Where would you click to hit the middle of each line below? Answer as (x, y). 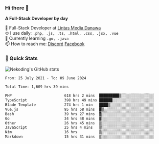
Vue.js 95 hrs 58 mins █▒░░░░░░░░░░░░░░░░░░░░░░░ (79, 109)
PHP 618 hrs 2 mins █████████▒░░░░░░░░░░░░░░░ (79, 96)
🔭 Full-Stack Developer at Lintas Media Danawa (53, 28)
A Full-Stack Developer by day (37, 19)
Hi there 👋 (17, 8)
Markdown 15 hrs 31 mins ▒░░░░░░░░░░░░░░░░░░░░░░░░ (79, 137)
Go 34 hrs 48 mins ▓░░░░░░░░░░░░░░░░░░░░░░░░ (79, 119)
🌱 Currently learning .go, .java (37, 38)
